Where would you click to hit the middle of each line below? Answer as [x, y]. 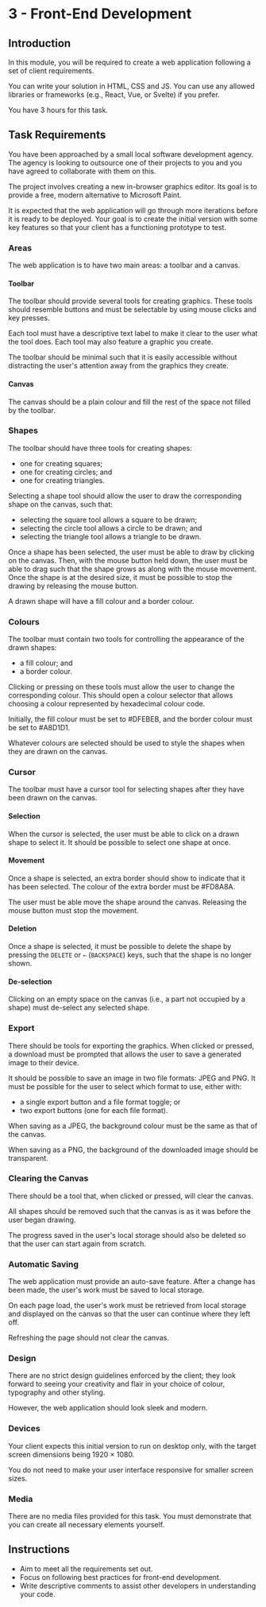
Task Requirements [57, 135]
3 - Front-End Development [100, 14]
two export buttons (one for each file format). [94, 1110]
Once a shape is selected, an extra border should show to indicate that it [127, 878]
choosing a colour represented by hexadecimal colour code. [107, 704]
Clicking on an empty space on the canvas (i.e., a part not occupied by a [127, 999]
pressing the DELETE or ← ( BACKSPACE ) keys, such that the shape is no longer [130, 955]
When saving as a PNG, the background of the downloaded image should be [133, 1150]
